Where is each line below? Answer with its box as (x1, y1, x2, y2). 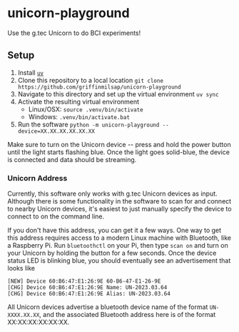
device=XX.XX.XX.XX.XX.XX (17, 127, 95, 135)
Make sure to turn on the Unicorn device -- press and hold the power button (7, 140, 231, 149)
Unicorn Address (7, 173, 68, 183)
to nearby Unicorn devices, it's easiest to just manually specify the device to (7, 205, 232, 213)
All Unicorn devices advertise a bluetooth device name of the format (7, 303, 208, 311)
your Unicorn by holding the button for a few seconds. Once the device (7, 248, 217, 258)
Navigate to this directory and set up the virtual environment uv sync (17, 89, 219, 98)
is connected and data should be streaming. (7, 155, 137, 164)
